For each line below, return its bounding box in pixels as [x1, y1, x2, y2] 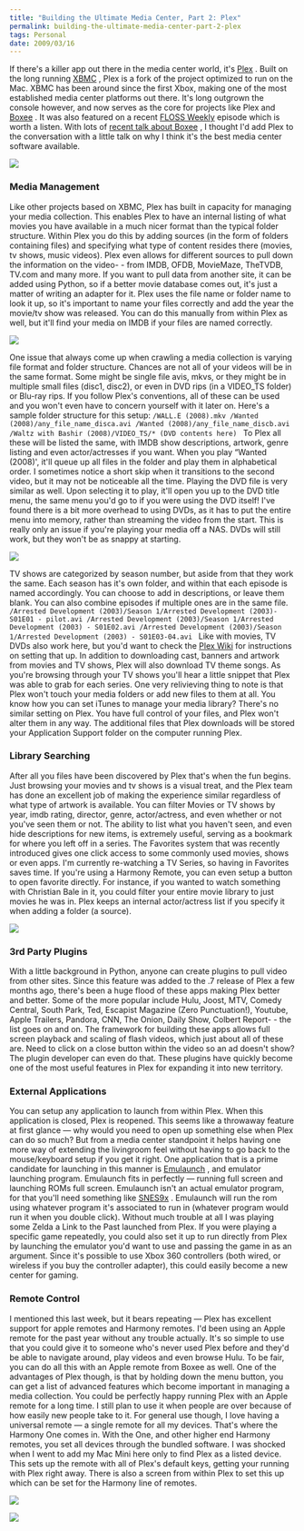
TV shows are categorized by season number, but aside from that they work [9, 568, 294, 579]
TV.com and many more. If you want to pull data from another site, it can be [9, 269, 292, 280]
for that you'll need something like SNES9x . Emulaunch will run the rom [9, 1192, 278, 1204]
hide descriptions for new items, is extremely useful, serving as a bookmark [9, 828, 293, 839]
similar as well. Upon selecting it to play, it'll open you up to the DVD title [9, 485, 279, 496]
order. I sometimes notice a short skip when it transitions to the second [9, 465, 275, 477]
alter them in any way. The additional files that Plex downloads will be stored [9, 717, 295, 728]
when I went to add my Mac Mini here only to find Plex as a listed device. [9, 1448, 282, 1459]
